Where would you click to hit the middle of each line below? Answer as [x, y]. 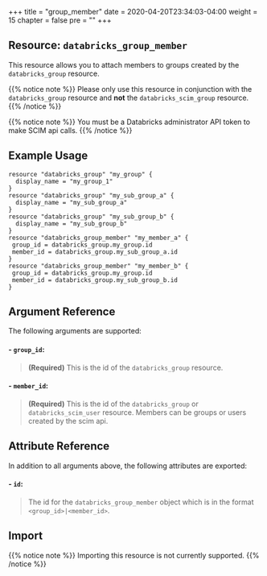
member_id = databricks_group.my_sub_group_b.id [95, 280]
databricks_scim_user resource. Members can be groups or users [137, 412]
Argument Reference [62, 312]
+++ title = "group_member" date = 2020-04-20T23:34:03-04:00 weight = [133, 12]
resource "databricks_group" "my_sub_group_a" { [91, 195]
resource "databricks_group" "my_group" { [80, 174]
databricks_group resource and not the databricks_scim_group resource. [129, 97]
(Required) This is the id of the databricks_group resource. [125, 367]
